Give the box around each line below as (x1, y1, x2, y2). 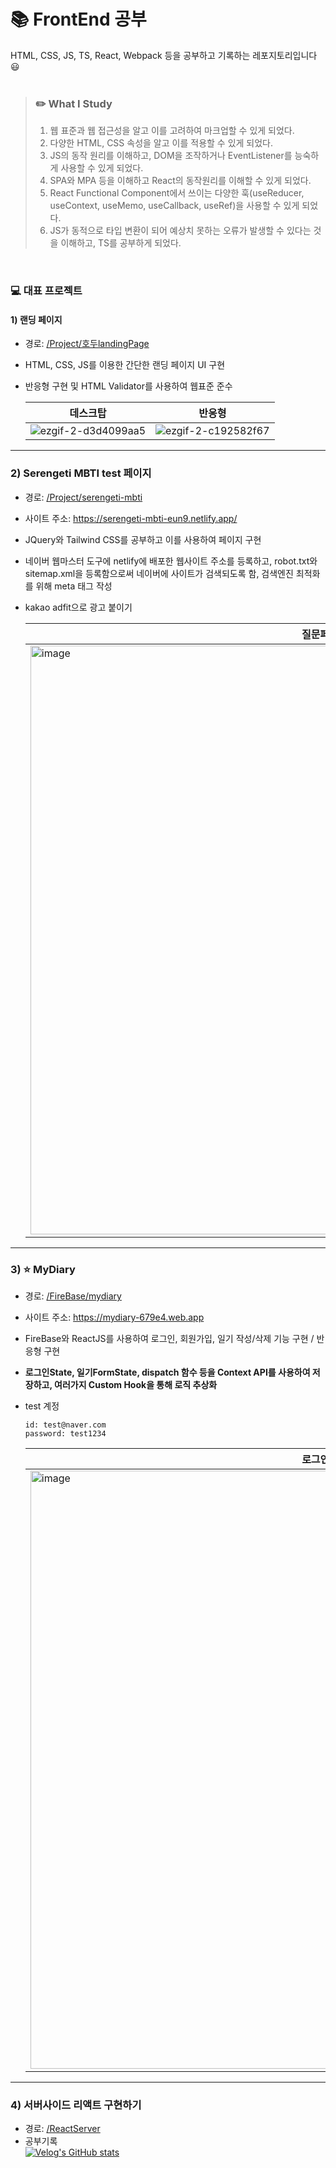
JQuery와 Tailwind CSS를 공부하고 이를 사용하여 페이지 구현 (24, 533, 262, 545)
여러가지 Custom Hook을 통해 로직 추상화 (53, 1378, 218, 1390)
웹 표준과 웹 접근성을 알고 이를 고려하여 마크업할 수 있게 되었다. (49, 125, 295, 137)
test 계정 (24, 1400, 60, 1412)
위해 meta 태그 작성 (35, 580, 113, 592)
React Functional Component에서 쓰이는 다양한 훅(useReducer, (49, 187, 305, 199)
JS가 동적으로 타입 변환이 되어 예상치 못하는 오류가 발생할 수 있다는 (49, 225, 312, 237)
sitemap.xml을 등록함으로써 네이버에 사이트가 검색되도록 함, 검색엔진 (24, 567, 294, 579)
